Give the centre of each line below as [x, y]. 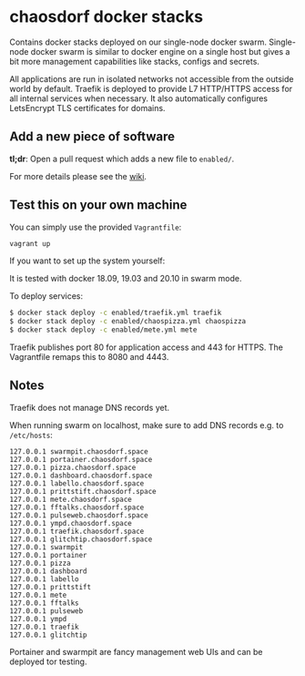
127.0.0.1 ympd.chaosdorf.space [71, 523]
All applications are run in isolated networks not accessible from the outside [152, 78]
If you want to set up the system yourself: [87, 261]
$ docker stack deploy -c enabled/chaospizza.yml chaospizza [128, 322]
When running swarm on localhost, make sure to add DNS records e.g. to [147, 425]
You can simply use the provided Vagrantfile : [96, 227]
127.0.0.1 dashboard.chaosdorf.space [81, 476]
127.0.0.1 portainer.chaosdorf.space [81, 459]
